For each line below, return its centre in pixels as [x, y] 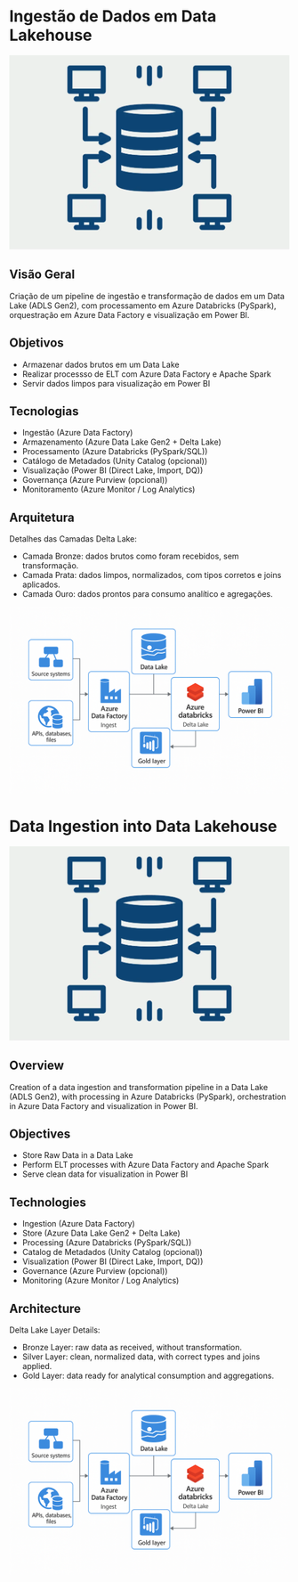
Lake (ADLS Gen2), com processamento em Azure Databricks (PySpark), [143, 306]
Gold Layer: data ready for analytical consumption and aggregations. [148, 1375]
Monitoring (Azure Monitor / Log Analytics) [101, 1281]
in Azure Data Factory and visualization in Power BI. [104, 1105]
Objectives [40, 1133]
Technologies [48, 1202]
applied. [37, 1366]
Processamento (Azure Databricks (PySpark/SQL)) [115, 452]
